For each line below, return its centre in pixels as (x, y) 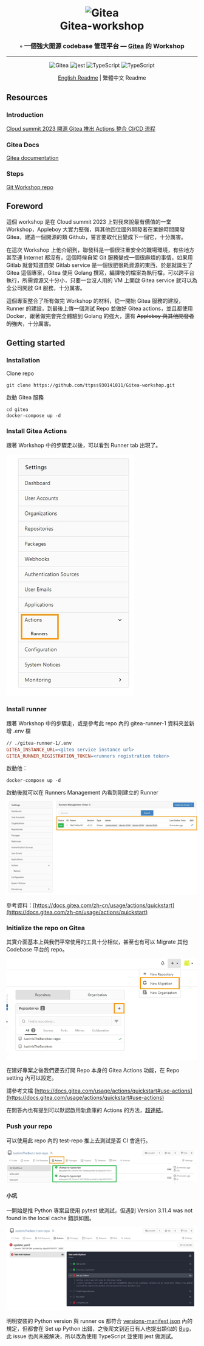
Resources (27, 97)
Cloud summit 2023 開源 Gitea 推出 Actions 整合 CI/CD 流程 (81, 129)
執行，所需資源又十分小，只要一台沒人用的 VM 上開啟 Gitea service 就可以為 (102, 280)
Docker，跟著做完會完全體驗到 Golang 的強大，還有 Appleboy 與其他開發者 (100, 316)
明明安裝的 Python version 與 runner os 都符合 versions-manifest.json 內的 (100, 1321)
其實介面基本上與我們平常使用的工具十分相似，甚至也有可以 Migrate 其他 (97, 942)
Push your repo (29, 1127)
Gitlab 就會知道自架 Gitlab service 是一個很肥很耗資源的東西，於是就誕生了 (100, 265)
